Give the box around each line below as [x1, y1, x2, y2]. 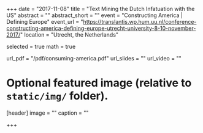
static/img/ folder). [6, 89, 109, 103]
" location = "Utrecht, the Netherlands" [20, 31, 118, 38]
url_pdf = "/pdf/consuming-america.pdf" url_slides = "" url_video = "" [6, 55, 182, 62]
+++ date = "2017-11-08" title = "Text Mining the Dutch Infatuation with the [6, 5, 195, 12]
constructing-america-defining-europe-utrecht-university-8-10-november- [6, 24, 196, 32]
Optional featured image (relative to [6, 76, 192, 90]
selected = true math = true [6, 43, 76, 50]
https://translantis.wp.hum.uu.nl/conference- [83, 18, 197, 25]
